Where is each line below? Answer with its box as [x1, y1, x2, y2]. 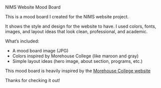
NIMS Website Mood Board [5, 4, 61, 10]
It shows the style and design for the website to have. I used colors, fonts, [5, 23, 157, 29]
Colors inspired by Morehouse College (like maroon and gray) [12, 53, 139, 59]
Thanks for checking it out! [5, 78, 61, 83]
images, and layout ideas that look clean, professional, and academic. [5, 29, 148, 34]
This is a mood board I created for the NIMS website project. [5, 14, 129, 19]
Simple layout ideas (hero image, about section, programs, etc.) [12, 58, 143, 64]
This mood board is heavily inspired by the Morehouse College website [5, 68, 151, 74]
